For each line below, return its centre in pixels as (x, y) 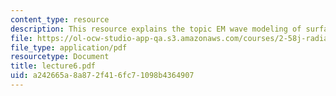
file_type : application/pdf (69, 47)
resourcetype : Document (60, 57)
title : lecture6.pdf (53, 66)
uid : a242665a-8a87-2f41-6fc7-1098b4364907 (102, 76)
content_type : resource (60, 19)
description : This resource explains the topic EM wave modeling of (156, 29)
